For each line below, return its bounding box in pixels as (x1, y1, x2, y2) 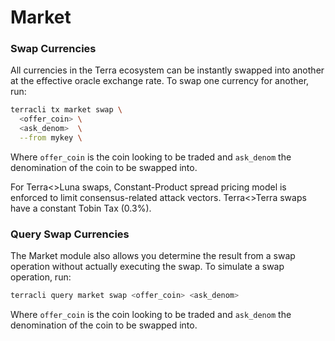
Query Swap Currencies (10, 227, 130, 241)
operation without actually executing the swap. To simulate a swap (10, 261, 285, 273)
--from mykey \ (19, 133, 83, 143)
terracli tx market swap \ (10, 105, 123, 115)
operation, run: (10, 271, 72, 283)
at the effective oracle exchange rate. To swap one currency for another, (10, 75, 310, 87)
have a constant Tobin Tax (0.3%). (10, 202, 152, 214)
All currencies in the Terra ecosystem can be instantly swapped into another (10, 64, 325, 76)
